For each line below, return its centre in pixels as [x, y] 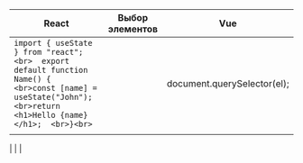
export [56, 61]
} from [28, 52]
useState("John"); [53, 97]
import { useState [53, 43]
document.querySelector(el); [228, 83]
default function [51, 70]
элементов [133, 29]
